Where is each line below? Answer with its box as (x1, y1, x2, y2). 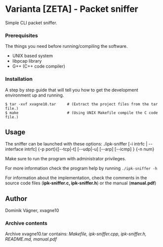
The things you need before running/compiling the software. (5, 43, 128, 49)
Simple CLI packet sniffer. (5, 20, 58, 26)
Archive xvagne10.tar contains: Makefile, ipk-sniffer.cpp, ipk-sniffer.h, (5, 231, 147, 237)
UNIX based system (12, 53, 53, 59)
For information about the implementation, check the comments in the (5, 175, 147, 181)
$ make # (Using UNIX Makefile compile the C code (5, 110, 158, 115)
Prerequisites (5, 32, 38, 39)
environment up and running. (5, 92, 64, 98)
